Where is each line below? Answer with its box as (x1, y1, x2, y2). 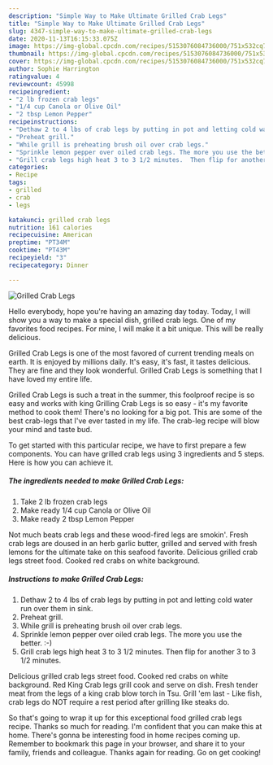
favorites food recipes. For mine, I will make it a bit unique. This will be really (8, 323, 264, 334)
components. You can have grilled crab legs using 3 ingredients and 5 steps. (8, 448, 265, 458)
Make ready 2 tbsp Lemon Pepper (19, 514, 135, 523)
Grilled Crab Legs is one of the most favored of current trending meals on (8, 348, 254, 358)
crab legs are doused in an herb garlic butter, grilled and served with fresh (8, 538, 258, 548)
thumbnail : (8, 50, 45, 58)
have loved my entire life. (8, 374, 93, 383)
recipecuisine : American (8, 231, 93, 239)
